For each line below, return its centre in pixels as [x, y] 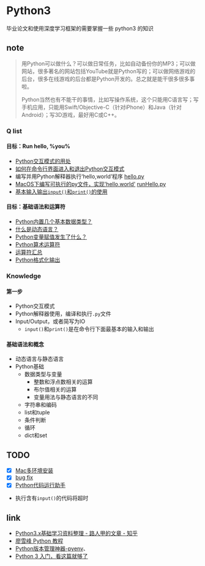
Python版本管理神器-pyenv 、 [52, 549]
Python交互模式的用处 [43, 161]
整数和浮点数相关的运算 [63, 382]
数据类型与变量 [43, 374]
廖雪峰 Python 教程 [39, 541]
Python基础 [30, 367]
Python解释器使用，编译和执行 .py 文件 [63, 314]
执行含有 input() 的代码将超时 [52, 498]
